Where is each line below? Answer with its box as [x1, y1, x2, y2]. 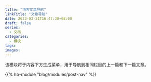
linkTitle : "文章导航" [5, 12, 48, 16]
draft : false [5, 20, 31, 26]
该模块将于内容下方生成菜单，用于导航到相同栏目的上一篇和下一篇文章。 [5, 62, 149, 67]
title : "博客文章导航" [5, 7, 46, 12]
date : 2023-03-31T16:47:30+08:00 [5, 16, 72, 21]
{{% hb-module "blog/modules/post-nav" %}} [5, 71, 96, 77]
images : [5, 48, 21, 52]
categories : [5, 34, 29, 39]
